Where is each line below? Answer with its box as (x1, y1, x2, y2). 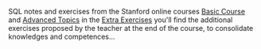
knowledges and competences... (8, 32, 115, 41)
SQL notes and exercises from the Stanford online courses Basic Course (8, 7, 245, 16)
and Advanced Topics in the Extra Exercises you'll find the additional (8, 15, 233, 24)
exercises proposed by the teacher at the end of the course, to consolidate (8, 24, 254, 32)
